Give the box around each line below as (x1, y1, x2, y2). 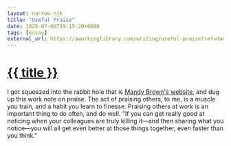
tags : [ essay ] (7, 29, 48, 36)
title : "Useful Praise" (7, 16, 76, 23)
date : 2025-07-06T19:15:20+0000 (7, 23, 100, 29)
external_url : (7, 36, 48, 42)
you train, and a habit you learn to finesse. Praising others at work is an (7, 102, 208, 110)
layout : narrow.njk (7, 10, 63, 17)
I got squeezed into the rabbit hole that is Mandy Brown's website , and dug (7, 88, 220, 96)
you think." (7, 132, 38, 140)
